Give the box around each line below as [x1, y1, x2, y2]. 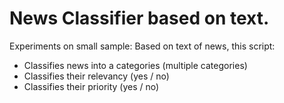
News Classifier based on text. [9, 7, 270, 30]
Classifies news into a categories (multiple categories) [23, 59, 248, 71]
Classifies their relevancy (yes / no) [23, 70, 170, 82]
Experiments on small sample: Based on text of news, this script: [9, 40, 276, 52]
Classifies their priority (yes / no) [23, 80, 160, 92]
